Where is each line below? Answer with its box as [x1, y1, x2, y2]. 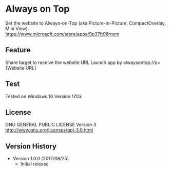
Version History [5, 142, 56, 151]
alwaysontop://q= [123, 59, 161, 66]
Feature [5, 46, 31, 54]
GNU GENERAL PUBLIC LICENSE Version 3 [5, 121, 97, 128]
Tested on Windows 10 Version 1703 [5, 93, 82, 99]
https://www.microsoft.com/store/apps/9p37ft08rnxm [5, 31, 120, 37]
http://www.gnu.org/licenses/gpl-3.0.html [5, 127, 93, 133]
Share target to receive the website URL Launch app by [5, 59, 122, 66]
